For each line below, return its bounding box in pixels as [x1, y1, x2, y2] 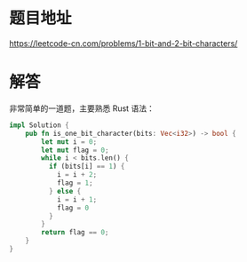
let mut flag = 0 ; [41, 146, 109, 155]
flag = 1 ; [56, 179, 93, 187]
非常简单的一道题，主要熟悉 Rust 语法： [9, 103, 155, 114]
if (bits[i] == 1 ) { [48, 162, 125, 171]
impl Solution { [9, 121, 69, 130]
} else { [48, 187, 82, 195]
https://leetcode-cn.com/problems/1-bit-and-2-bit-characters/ [9, 37, 238, 49]
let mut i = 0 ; [41, 137, 98, 147]
